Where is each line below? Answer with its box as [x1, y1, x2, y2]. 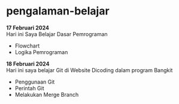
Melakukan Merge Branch [14, 91, 79, 98]
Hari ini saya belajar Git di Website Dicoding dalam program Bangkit [6, 66, 173, 73]
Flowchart [14, 42, 40, 49]
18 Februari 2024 [6, 60, 50, 67]
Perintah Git [14, 84, 45, 91]
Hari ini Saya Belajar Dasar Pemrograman [6, 30, 108, 37]
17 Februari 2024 [6, 24, 50, 31]
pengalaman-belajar [6, 4, 110, 18]
